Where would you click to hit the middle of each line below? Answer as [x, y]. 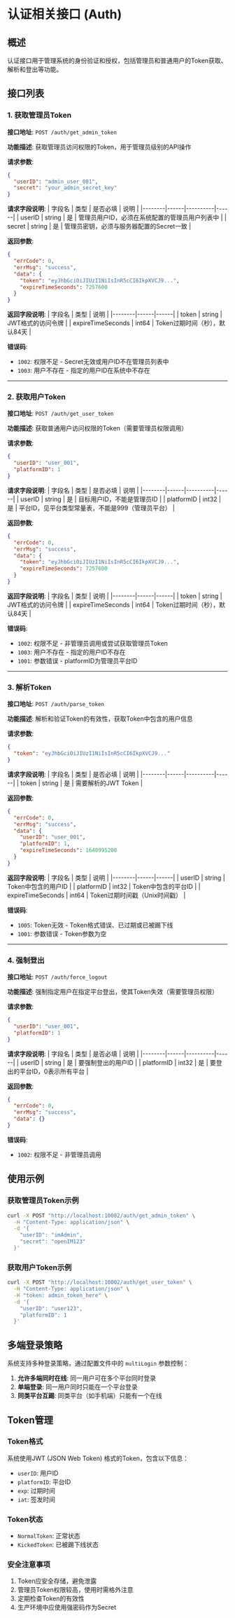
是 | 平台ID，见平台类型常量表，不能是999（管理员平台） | [91, 508]
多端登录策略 [35, 1345]
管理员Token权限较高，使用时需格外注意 [75, 1590]
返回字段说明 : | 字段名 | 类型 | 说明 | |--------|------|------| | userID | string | [116, 878]
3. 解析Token [29, 687]
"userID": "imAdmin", [51, 1235]
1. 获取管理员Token [40, 115]
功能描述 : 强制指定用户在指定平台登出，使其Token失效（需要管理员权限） [113, 992]
